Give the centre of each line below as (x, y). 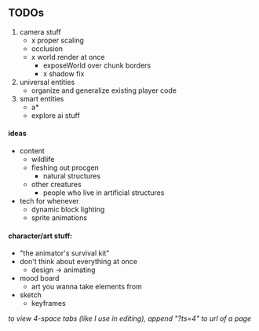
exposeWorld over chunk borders (97, 65)
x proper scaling (58, 40)
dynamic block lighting (68, 210)
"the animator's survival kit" (64, 253)
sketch (30, 295)
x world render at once (68, 57)
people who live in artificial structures (104, 193)
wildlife (43, 160)
